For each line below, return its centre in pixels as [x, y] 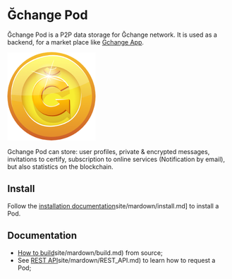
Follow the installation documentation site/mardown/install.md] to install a [113, 206]
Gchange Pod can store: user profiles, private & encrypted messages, [109, 151]
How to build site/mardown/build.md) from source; [90, 253]
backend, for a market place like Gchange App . [76, 42]
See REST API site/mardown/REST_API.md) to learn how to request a [116, 260]
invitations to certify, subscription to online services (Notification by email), [116, 159]
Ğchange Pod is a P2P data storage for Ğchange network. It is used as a [112, 35]
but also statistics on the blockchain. [61, 167]
